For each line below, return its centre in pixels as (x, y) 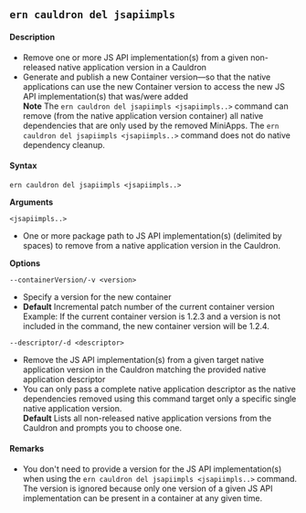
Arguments (32, 202)
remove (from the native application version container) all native (143, 115)
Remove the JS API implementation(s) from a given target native (143, 359)
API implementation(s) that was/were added (106, 96)
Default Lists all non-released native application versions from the (147, 418)
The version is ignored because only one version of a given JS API (148, 488)
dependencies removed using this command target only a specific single (159, 399)
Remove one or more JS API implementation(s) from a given (135, 57)
